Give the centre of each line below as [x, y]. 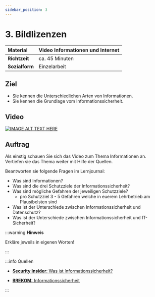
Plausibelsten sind [38, 202]
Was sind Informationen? [38, 181]
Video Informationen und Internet [79, 50]
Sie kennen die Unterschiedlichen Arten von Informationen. [73, 96]
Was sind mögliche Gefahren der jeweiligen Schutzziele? [70, 191]
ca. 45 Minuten [56, 59]
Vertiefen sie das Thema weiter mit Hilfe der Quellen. [59, 161]
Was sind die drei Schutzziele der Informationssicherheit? [71, 186]
